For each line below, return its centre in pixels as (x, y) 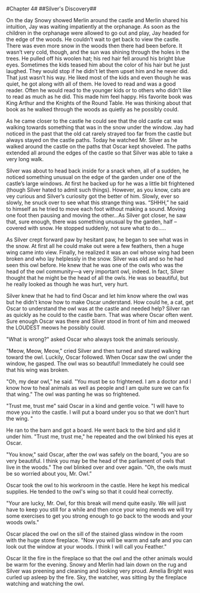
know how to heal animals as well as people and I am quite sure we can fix (98, 388)
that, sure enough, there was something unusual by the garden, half (90, 222)
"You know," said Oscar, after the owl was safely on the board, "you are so (98, 454)
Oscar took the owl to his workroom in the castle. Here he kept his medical (98, 485)
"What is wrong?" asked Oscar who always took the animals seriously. (93, 339)
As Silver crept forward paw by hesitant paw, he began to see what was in (97, 240)
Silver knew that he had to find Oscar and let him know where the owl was (97, 296)
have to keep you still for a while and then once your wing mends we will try (99, 509)
